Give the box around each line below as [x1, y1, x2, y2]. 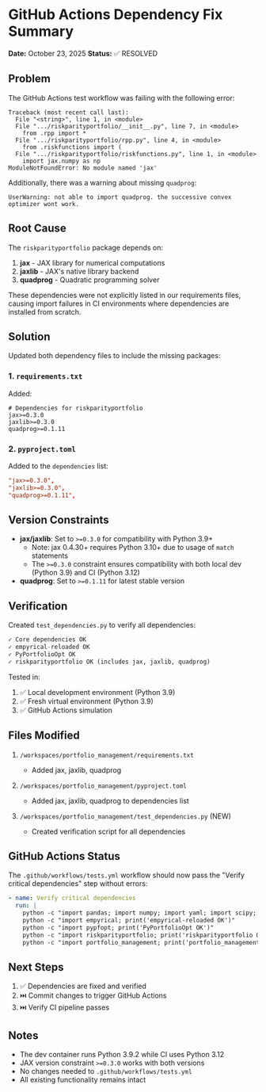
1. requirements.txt [8, 371, 83, 382]
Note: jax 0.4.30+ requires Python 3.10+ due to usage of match [31, 543, 234, 552]
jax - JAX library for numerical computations [19, 258, 165, 267]
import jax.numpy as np [22, 157, 101, 165]
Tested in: [8, 672, 41, 682]
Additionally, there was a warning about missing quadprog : [8, 178, 197, 187]
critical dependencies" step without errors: [8, 879, 148, 888]
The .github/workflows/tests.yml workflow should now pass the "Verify [8, 870, 245, 880]
